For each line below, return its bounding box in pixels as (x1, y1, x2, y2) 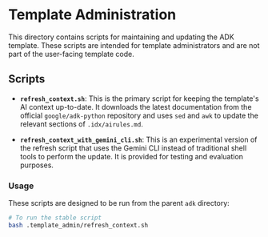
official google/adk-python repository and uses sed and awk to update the (19, 110, 258, 120)
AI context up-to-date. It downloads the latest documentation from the (19, 102, 252, 111)
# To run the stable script (8, 214, 102, 222)
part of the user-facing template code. (8, 49, 134, 58)
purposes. (19, 160, 54, 170)
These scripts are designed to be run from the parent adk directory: (8, 199, 230, 208)
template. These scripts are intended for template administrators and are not (8, 40, 260, 50)
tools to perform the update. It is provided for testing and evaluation (19, 151, 244, 161)
